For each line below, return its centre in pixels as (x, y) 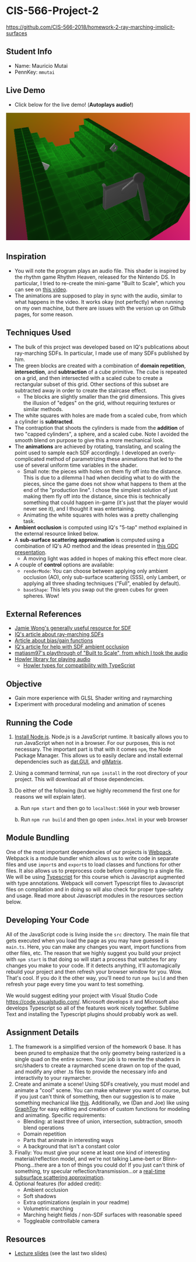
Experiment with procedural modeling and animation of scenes (90, 704)
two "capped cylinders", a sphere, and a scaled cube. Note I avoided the (101, 434)
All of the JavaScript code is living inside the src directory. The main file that (98, 934)
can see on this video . (41, 289)
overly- (167, 453)
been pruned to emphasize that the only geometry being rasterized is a (100, 1053)
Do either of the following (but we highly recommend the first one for (97, 791)
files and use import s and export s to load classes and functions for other (94, 864)
